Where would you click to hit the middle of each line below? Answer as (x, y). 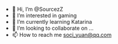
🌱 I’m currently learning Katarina (52, 22)
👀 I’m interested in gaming (44, 15)
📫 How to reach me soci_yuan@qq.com (62, 35)
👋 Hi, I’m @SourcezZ (37, 9)
